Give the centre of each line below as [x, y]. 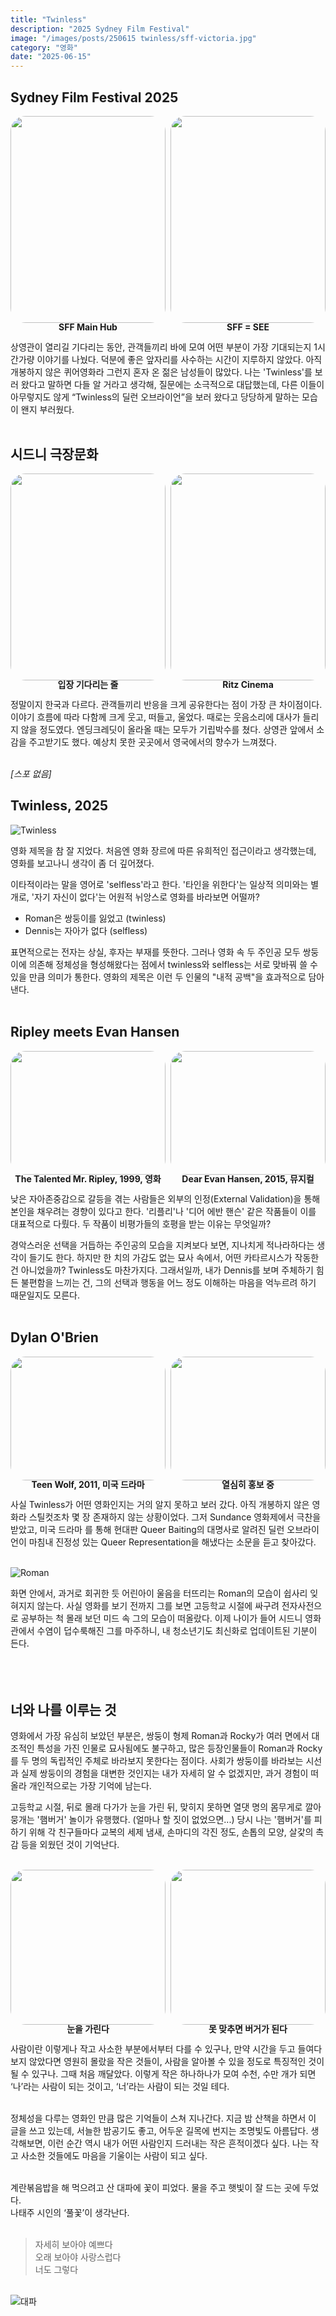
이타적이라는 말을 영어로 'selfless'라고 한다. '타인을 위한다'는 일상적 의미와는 [159, 884]
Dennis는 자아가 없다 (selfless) [86, 930]
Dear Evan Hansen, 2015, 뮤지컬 [248, 1179]
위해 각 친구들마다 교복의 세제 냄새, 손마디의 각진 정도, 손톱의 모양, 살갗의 [171, 1832]
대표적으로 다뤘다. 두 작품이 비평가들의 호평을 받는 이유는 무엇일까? [141, 1224]
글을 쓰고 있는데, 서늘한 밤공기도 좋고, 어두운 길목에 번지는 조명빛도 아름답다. [159, 2131]
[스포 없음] [31, 774]
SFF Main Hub [88, 327]
